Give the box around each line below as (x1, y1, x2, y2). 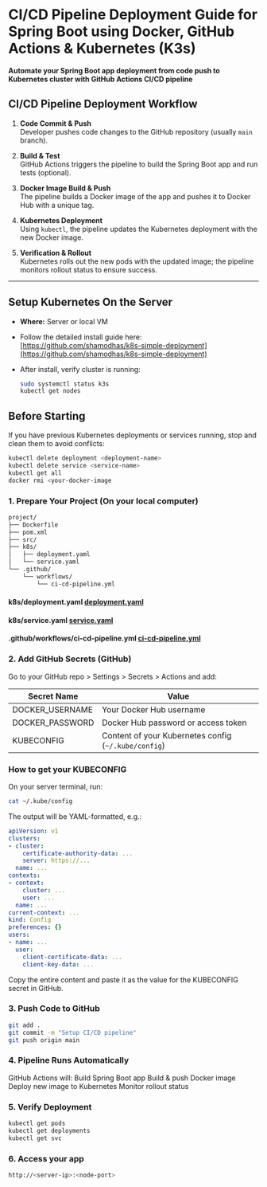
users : (8, 930, 30, 939)
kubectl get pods (8, 1119, 66, 1128)
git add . (8, 1021, 41, 1029)
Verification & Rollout (19, 248, 92, 257)
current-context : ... (8, 908, 80, 917)
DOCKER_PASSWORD (12, 717, 95, 728)
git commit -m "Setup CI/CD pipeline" (8, 1028, 137, 1036)
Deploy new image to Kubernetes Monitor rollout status (8, 1081, 189, 1091)
